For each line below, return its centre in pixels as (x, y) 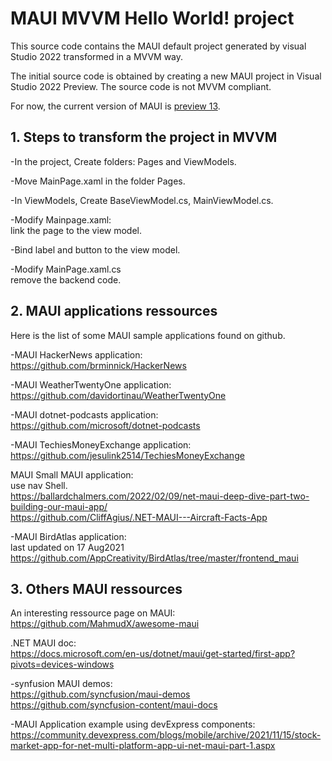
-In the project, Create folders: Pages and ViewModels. (123, 161)
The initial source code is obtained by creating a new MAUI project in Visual (166, 76)
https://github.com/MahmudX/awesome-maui (105, 624)
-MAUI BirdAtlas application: (68, 536)
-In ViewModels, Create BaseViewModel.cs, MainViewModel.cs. (142, 200)
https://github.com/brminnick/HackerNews (98, 365)
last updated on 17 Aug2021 (67, 547)
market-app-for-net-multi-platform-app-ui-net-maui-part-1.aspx (143, 746)
